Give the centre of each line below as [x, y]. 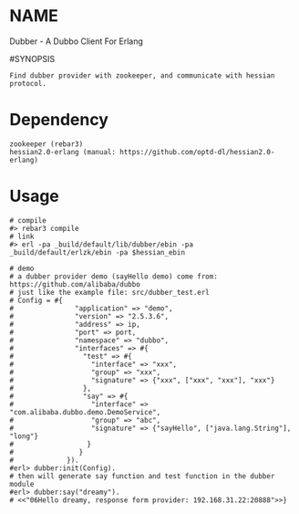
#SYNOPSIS [32, 58]
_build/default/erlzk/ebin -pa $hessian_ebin [97, 252]
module [22, 484]
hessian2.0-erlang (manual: [63, 152]
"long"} [24, 436]
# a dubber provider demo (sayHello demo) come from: [114, 276]
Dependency [59, 120]
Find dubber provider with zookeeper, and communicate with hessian [142, 75]
